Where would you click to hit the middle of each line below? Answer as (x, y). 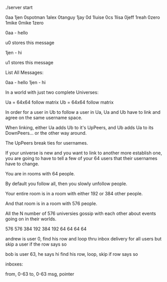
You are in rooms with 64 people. (40, 174)
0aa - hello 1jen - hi (26, 82)
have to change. (22, 164)
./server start (19, 7)
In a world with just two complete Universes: (52, 92)
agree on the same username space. (44, 118)
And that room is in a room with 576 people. (51, 204)
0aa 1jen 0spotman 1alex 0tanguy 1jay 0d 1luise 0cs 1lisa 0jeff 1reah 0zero (83, 17)
